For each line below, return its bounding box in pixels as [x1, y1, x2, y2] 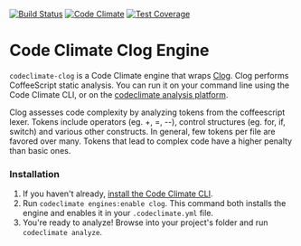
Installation [9, 167, 61, 180]
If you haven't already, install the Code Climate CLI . [22, 188, 214, 199]
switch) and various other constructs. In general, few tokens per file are [9, 126, 276, 137]
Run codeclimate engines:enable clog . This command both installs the [22, 198, 287, 209]
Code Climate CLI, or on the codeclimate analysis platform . [9, 89, 229, 99]
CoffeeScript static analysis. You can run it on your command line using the [9, 80, 290, 90]
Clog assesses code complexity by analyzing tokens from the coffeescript [9, 107, 286, 118]
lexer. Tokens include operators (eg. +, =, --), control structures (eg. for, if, [9, 116, 287, 127]
